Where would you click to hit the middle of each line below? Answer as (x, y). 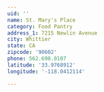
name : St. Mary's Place (42, 20)
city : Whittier (29, 39)
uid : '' (18, 13)
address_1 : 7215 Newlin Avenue (52, 33)
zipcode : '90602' (32, 53)
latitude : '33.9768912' (42, 65)
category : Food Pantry (40, 26)
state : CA (21, 46)
